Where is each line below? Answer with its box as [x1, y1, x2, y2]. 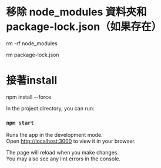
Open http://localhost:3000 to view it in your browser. [6, 137, 136, 145]
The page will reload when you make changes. [6, 149, 119, 156]
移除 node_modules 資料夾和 [6, 5, 147, 19]
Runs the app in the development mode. [6, 132, 103, 139]
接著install [6, 74, 58, 87]
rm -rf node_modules [6, 39, 58, 47]
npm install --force [6, 93, 52, 100]
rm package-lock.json [6, 51, 59, 58]
